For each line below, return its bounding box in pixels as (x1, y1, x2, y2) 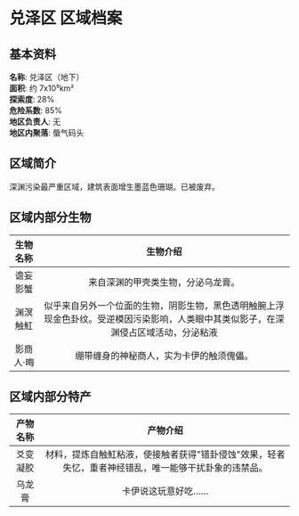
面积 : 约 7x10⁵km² (9, 83, 75, 94)
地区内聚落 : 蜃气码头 (9, 127, 85, 138)
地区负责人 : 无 (9, 117, 61, 127)
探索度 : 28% (9, 94, 55, 104)
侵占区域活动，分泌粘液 (119, 326, 218, 339)
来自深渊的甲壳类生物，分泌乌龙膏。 (88, 275, 240, 288)
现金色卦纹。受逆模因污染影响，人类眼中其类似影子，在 (44, 313, 276, 325)
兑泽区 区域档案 (9, 8, 123, 29)
